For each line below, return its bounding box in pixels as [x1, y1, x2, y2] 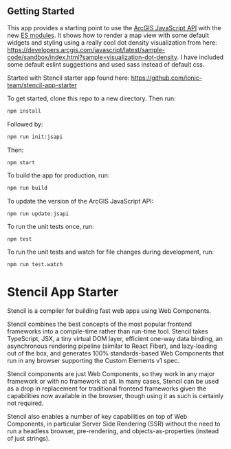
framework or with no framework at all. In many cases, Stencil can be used [7, 377, 219, 386]
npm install [7, 107, 41, 114]
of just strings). [7, 435, 50, 443]
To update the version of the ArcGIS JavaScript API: [7, 197, 154, 206]
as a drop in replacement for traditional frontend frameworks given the [7, 384, 207, 393]
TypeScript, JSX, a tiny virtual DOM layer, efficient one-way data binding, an [7, 335, 223, 343]
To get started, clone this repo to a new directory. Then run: [7, 94, 177, 102]
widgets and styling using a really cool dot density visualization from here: [7, 38, 218, 47]
